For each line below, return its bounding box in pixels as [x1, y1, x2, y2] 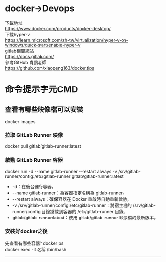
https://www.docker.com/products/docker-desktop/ [5, 25, 111, 31]
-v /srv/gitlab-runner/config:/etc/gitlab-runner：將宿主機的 [12, 202, 132, 208]
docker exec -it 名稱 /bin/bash [5, 246, 67, 252]
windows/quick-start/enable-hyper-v [5, 42, 81, 48]
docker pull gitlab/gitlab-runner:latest [5, 143, 81, 149]
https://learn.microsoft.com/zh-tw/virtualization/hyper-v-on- [5, 37, 128, 43]
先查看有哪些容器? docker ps [5, 240, 64, 246]
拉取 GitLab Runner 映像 [5, 131, 63, 138]
